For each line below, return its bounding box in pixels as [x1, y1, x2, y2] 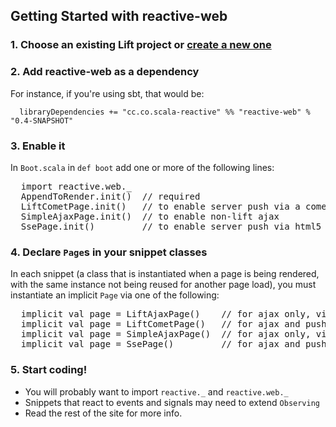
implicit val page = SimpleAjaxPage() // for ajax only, [20, 329, 312, 340]
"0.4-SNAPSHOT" [10, 115, 74, 126]
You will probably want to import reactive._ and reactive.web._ [24, 385, 289, 398]
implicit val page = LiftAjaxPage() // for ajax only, [20, 309, 312, 320]
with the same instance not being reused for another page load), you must [10, 279, 317, 291]
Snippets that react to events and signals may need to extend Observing [24, 396, 320, 408]
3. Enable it [10, 139, 66, 153]
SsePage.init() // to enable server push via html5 [20, 220, 322, 232]
